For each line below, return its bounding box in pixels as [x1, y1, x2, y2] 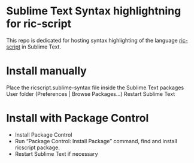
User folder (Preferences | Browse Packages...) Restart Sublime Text [6, 90, 175, 97]
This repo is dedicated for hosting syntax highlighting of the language [6, 37, 178, 44]
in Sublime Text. [22, 43, 62, 50]
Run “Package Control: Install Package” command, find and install [14, 137, 178, 144]
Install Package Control [14, 131, 72, 138]
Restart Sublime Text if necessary [14, 150, 98, 157]
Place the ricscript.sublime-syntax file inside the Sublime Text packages [6, 84, 184, 91]
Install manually [6, 64, 87, 78]
